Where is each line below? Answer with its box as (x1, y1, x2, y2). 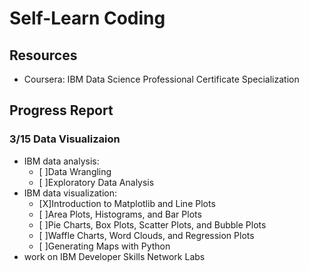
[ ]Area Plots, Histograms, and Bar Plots (38, 208, 202, 220)
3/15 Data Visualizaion (9, 132, 121, 146)
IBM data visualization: (23, 187, 118, 199)
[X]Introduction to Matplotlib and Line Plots (38, 197, 216, 209)
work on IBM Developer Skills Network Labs (23, 250, 206, 262)
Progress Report (9, 102, 114, 119)
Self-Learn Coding (9, 7, 166, 30)
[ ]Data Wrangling (38, 165, 112, 177)
